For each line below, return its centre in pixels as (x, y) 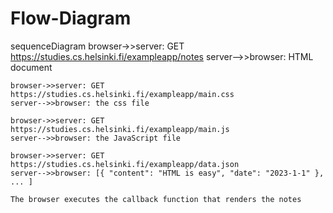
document (31, 67)
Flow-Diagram (71, 18)
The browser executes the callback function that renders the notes (156, 199)
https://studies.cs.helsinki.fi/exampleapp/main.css (122, 94)
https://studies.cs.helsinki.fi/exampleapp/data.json (125, 164)
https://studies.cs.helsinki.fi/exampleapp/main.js (120, 129)
